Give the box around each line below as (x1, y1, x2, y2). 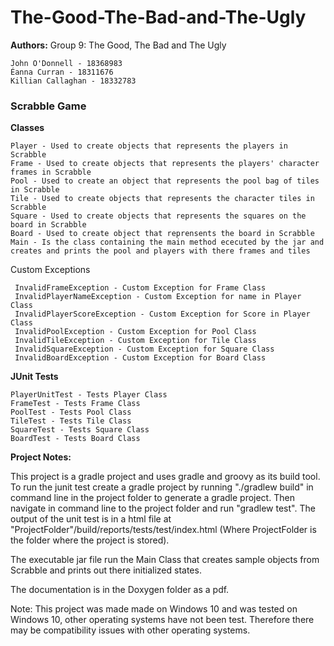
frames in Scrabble (10, 167, 92, 178)
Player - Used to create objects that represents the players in (10, 141, 288, 151)
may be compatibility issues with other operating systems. (10, 624, 251, 636)
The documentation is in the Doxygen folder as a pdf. (10, 584, 230, 596)
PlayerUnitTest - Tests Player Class (10, 390, 168, 400)
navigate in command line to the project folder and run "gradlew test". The (10, 502, 316, 515)
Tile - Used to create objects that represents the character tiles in (10, 194, 315, 204)
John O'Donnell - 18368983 (10, 58, 123, 68)
